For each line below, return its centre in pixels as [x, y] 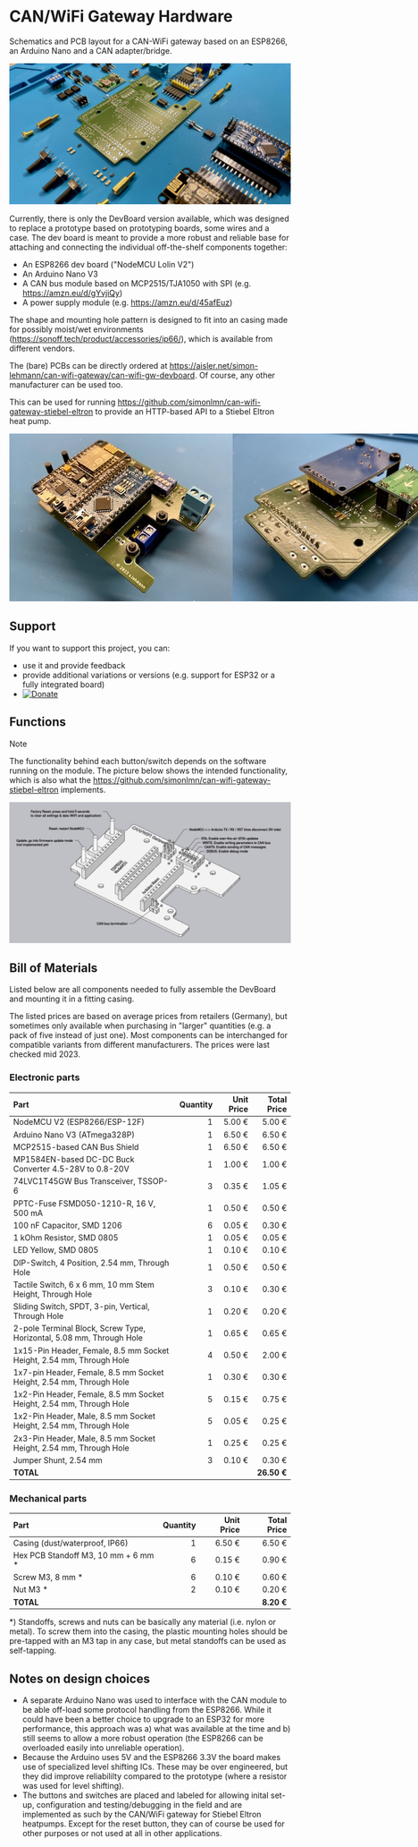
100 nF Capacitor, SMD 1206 [67, 1225]
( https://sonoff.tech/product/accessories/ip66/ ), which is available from [141, 338]
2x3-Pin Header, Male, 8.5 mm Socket [84, 1438]
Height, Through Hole [52, 1294]
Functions [38, 722]
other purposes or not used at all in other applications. [122, 1834]
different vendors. [42, 348]
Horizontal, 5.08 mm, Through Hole [78, 1338]
